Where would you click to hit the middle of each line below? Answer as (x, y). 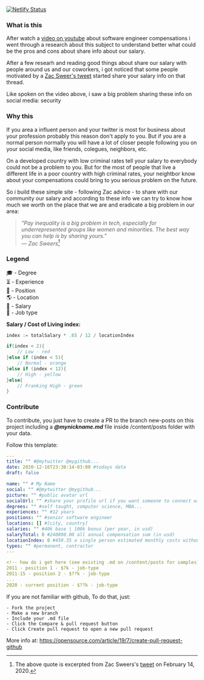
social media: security (34, 101)
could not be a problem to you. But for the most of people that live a (91, 167)
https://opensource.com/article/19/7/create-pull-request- (111, 640)
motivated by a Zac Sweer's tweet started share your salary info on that (96, 76)
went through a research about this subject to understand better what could (101, 45)
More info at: (22, 640)
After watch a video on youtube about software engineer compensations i (98, 38)
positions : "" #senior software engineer (59, 518)
